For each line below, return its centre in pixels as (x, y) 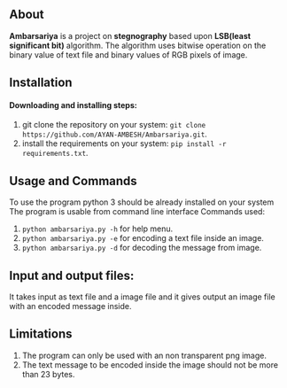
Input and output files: (72, 275)
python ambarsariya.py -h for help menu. (97, 229)
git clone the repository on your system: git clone (114, 125)
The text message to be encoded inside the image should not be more (150, 365)
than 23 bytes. (48, 374)
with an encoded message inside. (70, 307)
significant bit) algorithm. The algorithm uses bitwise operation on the (138, 45)
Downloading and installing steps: (73, 105)
